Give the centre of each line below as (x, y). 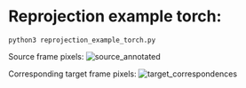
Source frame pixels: (46, 56)
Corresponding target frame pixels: (72, 74)
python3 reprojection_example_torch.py (82, 40)
